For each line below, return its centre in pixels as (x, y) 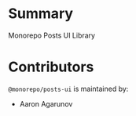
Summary (40, 14)
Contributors (51, 67)
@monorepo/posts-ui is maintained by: (68, 89)
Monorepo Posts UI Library (52, 35)
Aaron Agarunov (46, 103)
